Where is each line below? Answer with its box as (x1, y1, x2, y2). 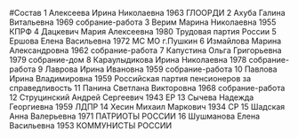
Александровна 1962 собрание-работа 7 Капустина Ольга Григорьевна (9, 45, 282, 56)
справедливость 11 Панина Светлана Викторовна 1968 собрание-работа (9, 83, 286, 93)
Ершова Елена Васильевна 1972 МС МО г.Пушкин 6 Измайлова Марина (9, 35, 282, 46)
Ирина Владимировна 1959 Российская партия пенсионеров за (9, 73, 252, 83)
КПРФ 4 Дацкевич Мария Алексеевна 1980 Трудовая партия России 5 (9, 27, 278, 36)
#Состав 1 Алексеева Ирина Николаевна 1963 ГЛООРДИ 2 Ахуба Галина (9, 8, 286, 18)
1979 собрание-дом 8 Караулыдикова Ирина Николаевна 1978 (9, 55, 247, 65)
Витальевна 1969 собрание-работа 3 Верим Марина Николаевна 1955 (9, 17, 277, 27)
